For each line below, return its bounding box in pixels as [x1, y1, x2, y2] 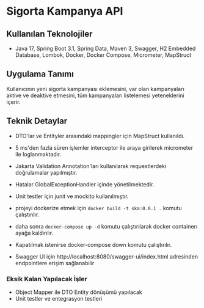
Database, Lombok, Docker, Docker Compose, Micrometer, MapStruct [15, 51, 192, 59]
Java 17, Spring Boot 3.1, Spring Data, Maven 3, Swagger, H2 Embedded [15, 45, 196, 52]
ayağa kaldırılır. [15, 229, 54, 237]
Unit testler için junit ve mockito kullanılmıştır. [15, 193, 129, 200]
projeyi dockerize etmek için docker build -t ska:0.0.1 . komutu [15, 204, 182, 211]
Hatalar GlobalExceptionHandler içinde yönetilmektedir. [15, 180, 155, 188]
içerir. [6, 98, 21, 105]
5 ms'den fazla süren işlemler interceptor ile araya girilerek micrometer [15, 144, 194, 151]
